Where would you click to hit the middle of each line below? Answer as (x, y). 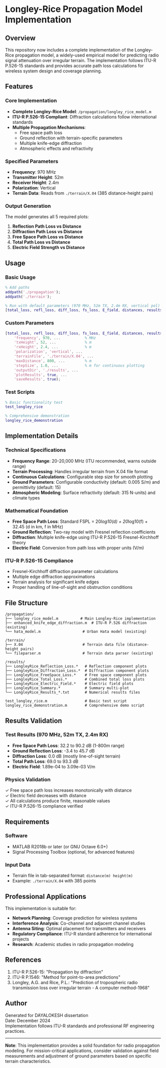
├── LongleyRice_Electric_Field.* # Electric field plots (69, 684)
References (23, 960)
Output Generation (28, 206)
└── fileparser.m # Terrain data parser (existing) (79, 653)
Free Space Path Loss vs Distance (48, 237)
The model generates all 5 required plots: (47, 217)
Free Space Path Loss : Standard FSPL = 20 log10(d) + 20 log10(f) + (80, 521)
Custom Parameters (30, 323)
